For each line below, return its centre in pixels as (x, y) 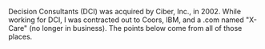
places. (20, 36)
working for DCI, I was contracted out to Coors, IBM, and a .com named (126, 20)
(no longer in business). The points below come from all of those (136, 28)
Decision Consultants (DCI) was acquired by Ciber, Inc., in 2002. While (125, 11)
